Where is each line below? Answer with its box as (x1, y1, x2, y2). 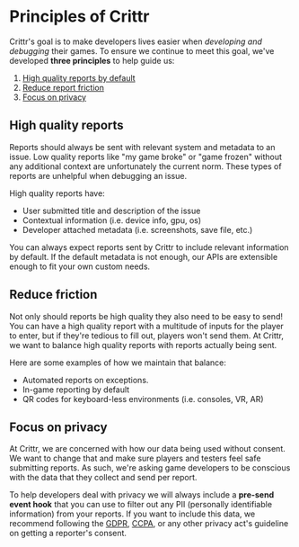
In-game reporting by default (22, 384, 130, 395)
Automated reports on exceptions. (22, 374, 149, 385)
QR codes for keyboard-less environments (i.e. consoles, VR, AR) (22, 393, 264, 404)
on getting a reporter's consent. (9, 528, 128, 539)
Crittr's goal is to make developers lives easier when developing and (9, 36, 263, 47)
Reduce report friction (22, 82, 105, 93)
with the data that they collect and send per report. (9, 472, 198, 483)
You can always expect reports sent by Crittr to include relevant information (9, 241, 289, 253)
